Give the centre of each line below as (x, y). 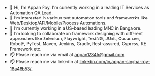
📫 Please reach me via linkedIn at (44, 62)
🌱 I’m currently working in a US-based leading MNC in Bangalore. (76, 28)
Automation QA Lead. (31, 13)
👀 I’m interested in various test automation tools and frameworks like (78, 18)
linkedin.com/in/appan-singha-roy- (115, 62)
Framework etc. (25, 49)
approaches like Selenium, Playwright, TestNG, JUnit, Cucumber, (75, 38)
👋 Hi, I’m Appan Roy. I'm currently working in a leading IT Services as (79, 8)
